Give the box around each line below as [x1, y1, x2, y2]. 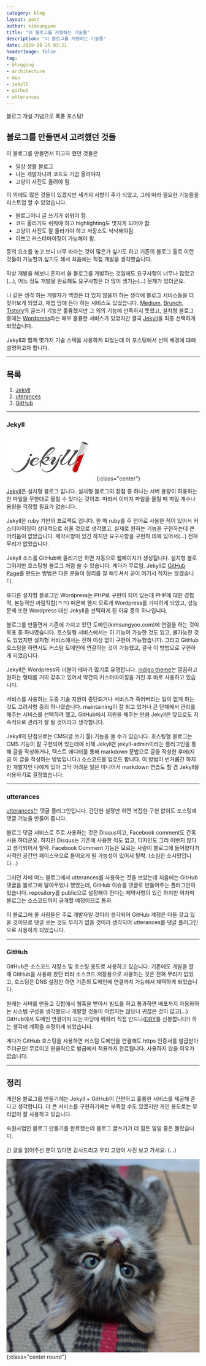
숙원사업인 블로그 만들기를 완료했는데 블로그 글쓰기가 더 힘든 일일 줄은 [6, 1125, 174, 1132]
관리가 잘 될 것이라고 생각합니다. [27, 718, 105, 725]
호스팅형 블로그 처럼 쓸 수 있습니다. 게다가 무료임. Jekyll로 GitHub [27, 561, 186, 569]
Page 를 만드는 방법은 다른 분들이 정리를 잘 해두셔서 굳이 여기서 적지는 [6, 569, 173, 577]
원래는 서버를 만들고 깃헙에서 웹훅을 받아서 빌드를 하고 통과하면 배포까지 [6, 1000, 178, 1007]
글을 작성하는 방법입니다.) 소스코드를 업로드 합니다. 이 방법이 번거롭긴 [19, 755, 185, 763]
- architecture [6, 68, 45, 74]
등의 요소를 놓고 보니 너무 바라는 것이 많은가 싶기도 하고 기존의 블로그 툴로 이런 [6, 247, 194, 255]
